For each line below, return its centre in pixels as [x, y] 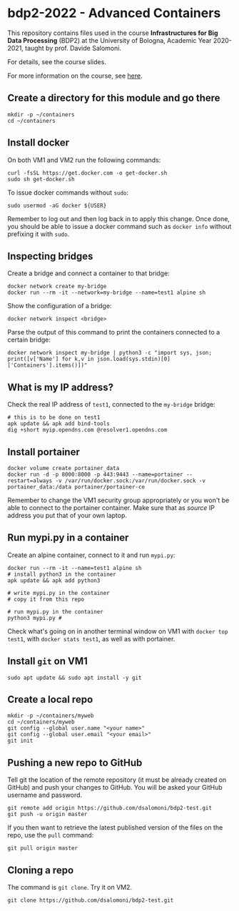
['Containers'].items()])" [47, 365]
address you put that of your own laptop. [67, 515]
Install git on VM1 [47, 661]
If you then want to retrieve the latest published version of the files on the [115, 828]
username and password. [45, 795]
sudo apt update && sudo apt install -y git [75, 678]
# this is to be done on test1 [54, 418]
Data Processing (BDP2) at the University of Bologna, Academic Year [110, 40]
